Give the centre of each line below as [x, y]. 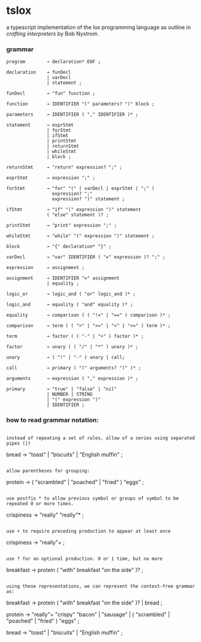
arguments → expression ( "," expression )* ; [72, 379]
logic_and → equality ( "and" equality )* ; [70, 305]
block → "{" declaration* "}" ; [59, 247]
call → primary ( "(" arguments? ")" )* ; [74, 368]
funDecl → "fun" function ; [51, 94]
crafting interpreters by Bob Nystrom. [53, 33]
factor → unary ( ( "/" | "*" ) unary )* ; [72, 347]
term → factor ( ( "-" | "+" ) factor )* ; [75, 336]
